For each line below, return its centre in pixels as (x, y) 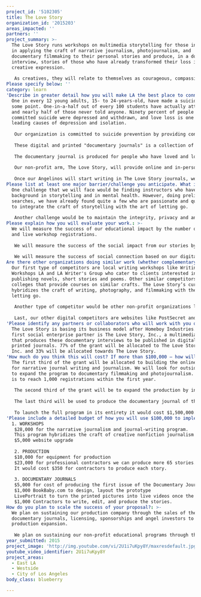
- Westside (25, 569)
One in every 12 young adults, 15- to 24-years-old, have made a (95, 101)
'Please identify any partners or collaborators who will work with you (99, 323)
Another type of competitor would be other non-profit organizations (103, 307)
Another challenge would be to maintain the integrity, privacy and (101, 218)
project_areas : (25, 557)
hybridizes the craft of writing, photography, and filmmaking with (99, 290)
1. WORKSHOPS (28, 424)
